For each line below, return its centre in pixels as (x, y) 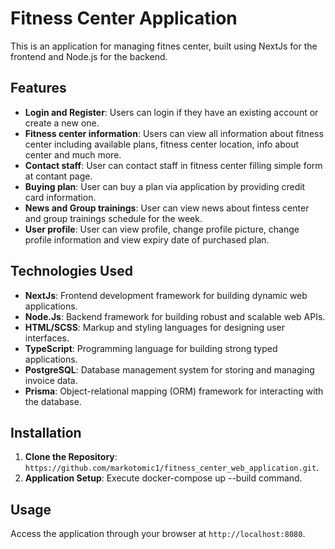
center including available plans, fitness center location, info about (161, 144)
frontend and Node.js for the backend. (89, 56)
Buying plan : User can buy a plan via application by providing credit (165, 186)
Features (38, 88)
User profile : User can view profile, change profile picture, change (162, 229)
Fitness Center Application (124, 18)
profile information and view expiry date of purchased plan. (147, 239)
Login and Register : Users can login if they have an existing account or (171, 112)
